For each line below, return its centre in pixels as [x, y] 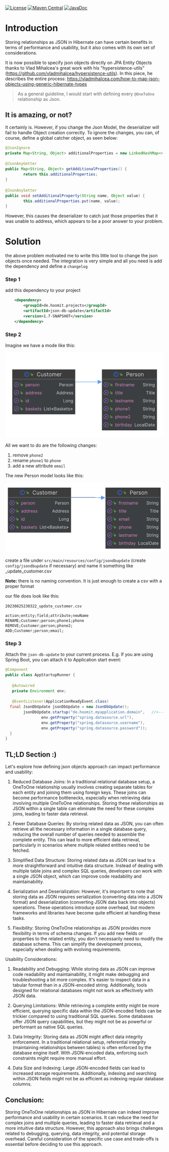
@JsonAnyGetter [21, 164]
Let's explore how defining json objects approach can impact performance [82, 767]
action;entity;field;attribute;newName [47, 615]
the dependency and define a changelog [47, 266]
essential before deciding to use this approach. [54, 1144]
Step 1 [13, 279]
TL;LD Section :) [31, 754]
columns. [22, 1084]
